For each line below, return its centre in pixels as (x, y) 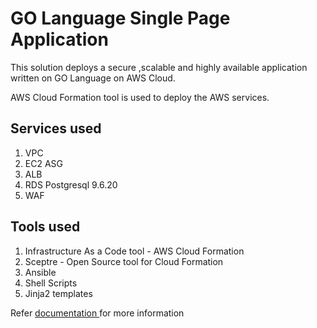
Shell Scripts (51, 283)
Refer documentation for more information (97, 313)
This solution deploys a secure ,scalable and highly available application (159, 67)
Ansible (40, 272)
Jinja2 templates (58, 293)
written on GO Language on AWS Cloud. (93, 78)
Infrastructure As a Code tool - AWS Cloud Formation (134, 251)
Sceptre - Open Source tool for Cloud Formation (124, 261)
